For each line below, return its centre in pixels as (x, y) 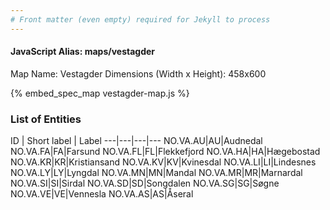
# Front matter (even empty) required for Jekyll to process (140, 19)
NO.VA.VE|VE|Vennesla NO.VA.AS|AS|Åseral (102, 194)
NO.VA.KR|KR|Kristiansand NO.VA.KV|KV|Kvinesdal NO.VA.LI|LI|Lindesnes (163, 162)
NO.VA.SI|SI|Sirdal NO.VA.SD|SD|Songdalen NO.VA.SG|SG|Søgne (145, 183)
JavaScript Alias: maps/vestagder (83, 52)
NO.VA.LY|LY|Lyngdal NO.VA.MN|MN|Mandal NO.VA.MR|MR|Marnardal (156, 173)
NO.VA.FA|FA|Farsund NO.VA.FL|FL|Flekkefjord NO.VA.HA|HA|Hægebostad (165, 152)
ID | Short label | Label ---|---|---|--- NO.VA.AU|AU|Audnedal (136, 141)
